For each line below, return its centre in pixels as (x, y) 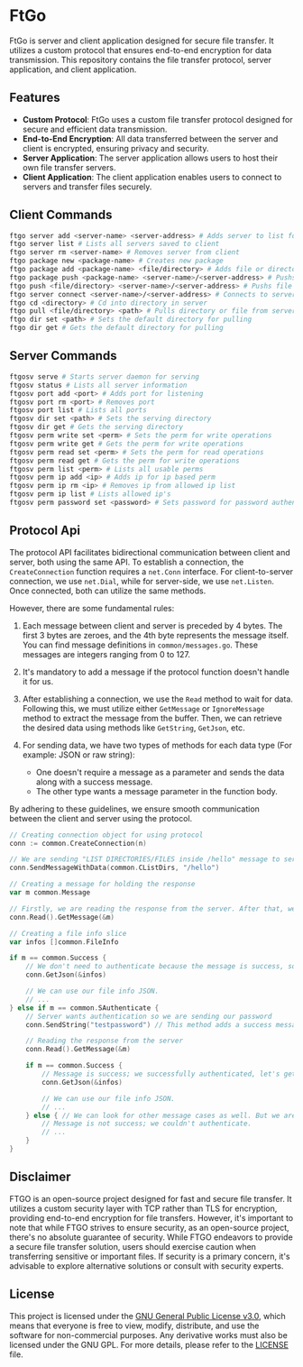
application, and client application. (73, 69)
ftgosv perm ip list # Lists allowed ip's (90, 494)
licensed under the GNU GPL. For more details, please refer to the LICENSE (149, 1344)
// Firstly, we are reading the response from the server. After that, (147, 908)
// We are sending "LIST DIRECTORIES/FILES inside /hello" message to (145, 859)
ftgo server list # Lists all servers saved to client (115, 244)
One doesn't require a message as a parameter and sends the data (160, 772)
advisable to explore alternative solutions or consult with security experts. (147, 1266)
